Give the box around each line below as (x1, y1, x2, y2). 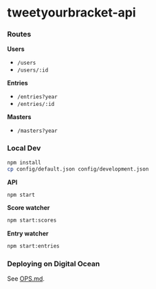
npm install (7, 159, 41, 166)
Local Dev (7, 143, 41, 153)
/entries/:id (16, 101, 55, 108)
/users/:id (16, 67, 49, 74)
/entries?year (16, 94, 58, 100)
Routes (7, 30, 32, 39)
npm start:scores (7, 217, 57, 224)
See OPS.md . (7, 275, 45, 283)
